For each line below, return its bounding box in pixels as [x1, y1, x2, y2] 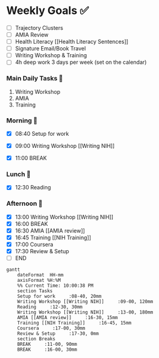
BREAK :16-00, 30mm [17, 346, 78, 353]
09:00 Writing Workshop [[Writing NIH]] [15, 142, 115, 149]
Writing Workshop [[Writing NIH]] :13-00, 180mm [17, 309, 154, 315]
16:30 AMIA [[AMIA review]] [15, 226, 85, 234]
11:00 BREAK [15, 155, 47, 162]
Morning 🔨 [6, 116, 38, 125]
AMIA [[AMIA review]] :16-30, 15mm [17, 315, 118, 321]
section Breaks [17, 336, 56, 342]
